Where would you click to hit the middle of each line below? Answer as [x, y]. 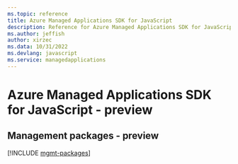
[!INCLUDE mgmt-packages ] [49, 153]
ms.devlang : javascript [42, 54]
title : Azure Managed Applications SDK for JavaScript [90, 20]
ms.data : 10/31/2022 [38, 47]
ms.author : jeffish [36, 34]
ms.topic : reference [38, 14]
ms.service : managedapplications [57, 60]
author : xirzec [30, 40]
